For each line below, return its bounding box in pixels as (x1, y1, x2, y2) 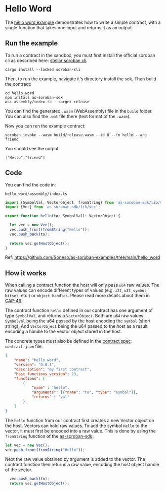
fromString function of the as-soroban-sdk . (5, 433, 94, 439)
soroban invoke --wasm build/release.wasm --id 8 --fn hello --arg (5, 132, 147, 137)
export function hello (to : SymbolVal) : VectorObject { (5, 214, 121, 219)
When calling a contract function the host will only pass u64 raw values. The (5, 282, 160, 288)
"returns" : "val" (31, 395, 70, 400)
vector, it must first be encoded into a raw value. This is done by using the (5, 428, 156, 434)
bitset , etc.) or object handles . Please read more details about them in (5, 293, 150, 299)
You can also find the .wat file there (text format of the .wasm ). (5, 113, 131, 119)
